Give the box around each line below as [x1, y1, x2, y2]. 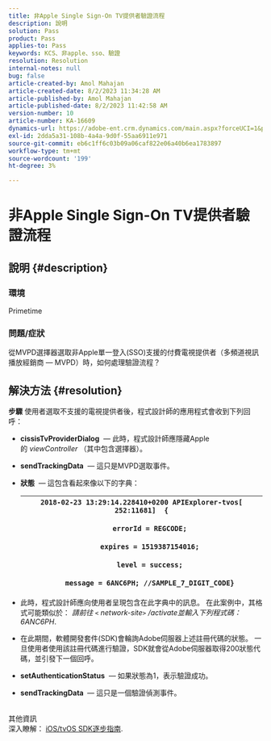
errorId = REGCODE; [112, 524, 187, 534]
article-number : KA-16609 [8, 117, 95, 125]
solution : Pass [8, 27, 60, 35]
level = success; [116, 560, 183, 570]
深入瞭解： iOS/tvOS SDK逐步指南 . [8, 724, 123, 734]
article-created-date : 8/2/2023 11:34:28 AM [8, 86, 161, 95]
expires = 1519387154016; [100, 542, 200, 551]
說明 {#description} [8, 261, 109, 274]
